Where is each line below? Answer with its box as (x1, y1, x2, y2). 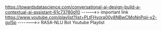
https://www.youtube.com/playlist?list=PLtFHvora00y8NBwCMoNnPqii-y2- (5, 15, 157, 20)
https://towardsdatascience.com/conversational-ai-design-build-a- (5, 4, 141, 10)
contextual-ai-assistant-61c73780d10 (5, 9, 81, 15)
